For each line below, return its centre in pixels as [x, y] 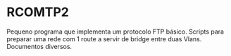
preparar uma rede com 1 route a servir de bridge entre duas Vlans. [104, 38]
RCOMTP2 [38, 12]
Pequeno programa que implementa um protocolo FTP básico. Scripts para [115, 31]
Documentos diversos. [39, 46]
